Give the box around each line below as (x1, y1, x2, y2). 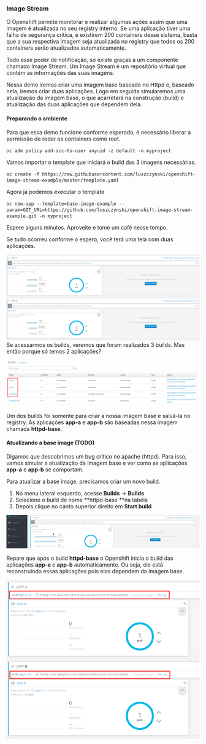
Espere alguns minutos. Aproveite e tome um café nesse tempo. (6, 223, 168, 231)
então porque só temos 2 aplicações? (6, 347, 102, 355)
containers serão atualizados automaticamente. (6, 44, 127, 52)
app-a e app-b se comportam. (6, 465, 84, 473)
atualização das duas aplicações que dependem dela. (6, 101, 142, 108)
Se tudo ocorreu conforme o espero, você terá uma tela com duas (6, 235, 174, 243)
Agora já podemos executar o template (6, 188, 105, 195)
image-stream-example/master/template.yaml (6, 177, 120, 184)
